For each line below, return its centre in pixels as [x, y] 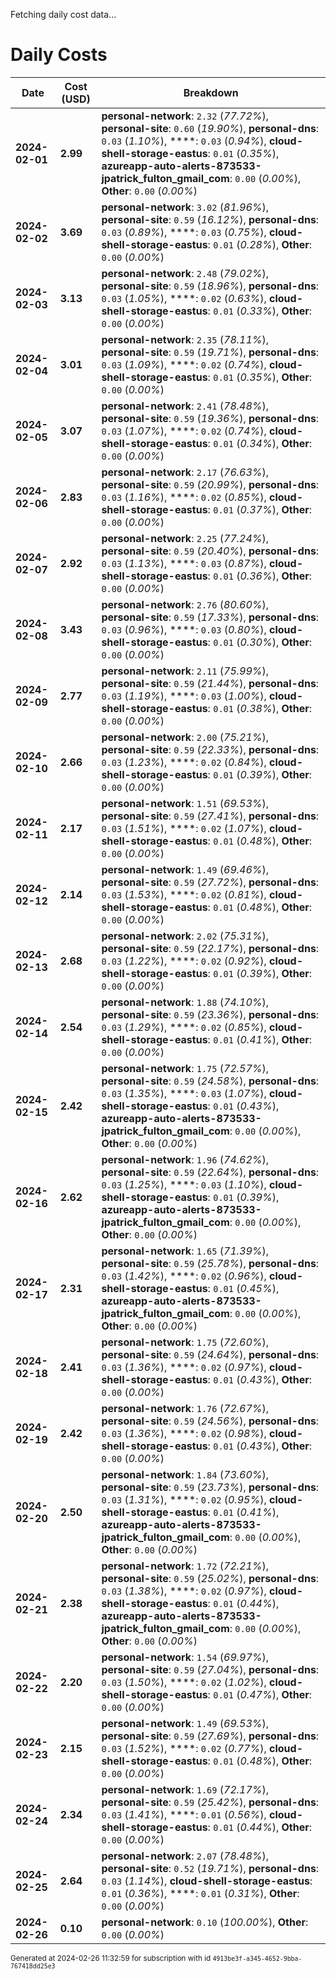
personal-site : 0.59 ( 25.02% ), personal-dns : [210, 1578]
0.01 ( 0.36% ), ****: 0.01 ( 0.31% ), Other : [200, 1893]
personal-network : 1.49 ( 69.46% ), [185, 869]
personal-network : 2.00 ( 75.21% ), [185, 737]
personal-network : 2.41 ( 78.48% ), [185, 406]
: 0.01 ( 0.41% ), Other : [260, 1039]
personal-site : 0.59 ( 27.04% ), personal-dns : [210, 1669]
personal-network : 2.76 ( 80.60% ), [185, 604]
